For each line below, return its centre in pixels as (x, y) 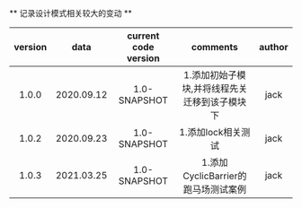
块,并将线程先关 (215, 88)
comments (215, 47)
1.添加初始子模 (215, 75)
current (143, 36)
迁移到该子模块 (215, 102)
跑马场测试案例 (215, 189)
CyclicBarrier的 (215, 176)
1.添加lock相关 (210, 132)
